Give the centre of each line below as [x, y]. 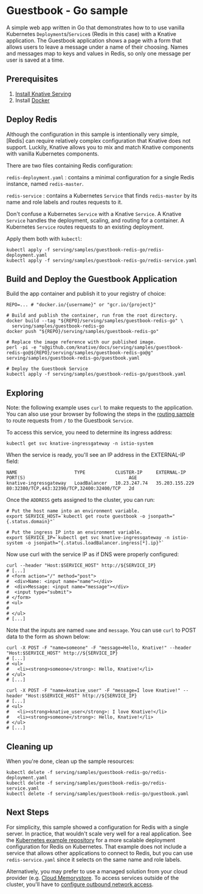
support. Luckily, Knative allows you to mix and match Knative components [100, 147]
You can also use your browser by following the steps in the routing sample [100, 414]
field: [13, 462]
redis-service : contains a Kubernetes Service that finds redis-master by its [102, 195]
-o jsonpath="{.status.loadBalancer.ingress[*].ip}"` [95, 543]
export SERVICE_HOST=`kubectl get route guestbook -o [76, 517]
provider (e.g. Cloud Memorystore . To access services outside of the [93, 878]
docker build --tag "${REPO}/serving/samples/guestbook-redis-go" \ [95, 321]
